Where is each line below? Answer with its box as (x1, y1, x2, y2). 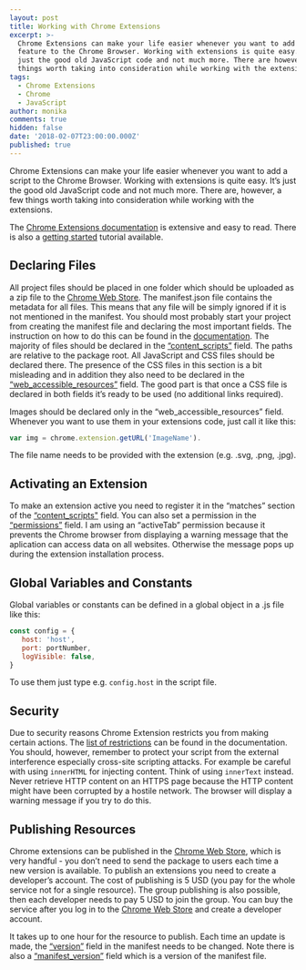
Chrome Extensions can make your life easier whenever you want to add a (9, 165, 289, 176)
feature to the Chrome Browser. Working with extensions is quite (17, 47, 275, 56)
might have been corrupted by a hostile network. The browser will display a (9, 785, 292, 797)
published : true (9, 140, 71, 149)
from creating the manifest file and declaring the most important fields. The (9, 321, 292, 332)
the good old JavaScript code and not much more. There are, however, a (9, 184, 282, 196)
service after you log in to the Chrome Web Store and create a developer (9, 904, 282, 915)
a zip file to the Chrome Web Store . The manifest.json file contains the (9, 291, 273, 302)
